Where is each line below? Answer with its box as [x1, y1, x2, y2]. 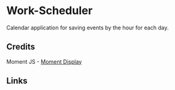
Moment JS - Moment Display [6, 58, 82, 65]
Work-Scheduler [6, 4, 93, 18]
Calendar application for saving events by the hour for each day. [6, 24, 169, 31]
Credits [6, 42, 36, 52]
